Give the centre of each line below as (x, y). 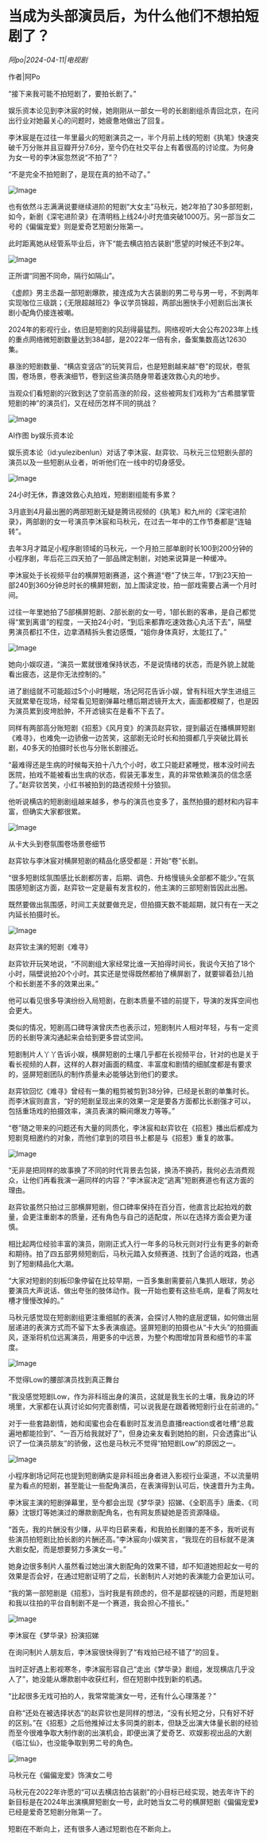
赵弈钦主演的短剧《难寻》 (50, 946)
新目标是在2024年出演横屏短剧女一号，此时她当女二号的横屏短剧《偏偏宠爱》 (133, 1802)
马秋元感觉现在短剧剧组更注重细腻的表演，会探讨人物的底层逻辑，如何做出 (130, 1317)
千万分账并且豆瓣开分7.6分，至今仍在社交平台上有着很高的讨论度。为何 (131, 147)
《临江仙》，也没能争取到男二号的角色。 (73, 1742)
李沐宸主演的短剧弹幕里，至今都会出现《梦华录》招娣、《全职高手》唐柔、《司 (133, 1502)
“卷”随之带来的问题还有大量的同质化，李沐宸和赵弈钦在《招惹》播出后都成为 (133, 1128)
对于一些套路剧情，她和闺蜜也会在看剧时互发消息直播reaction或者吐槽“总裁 (131, 1423)
